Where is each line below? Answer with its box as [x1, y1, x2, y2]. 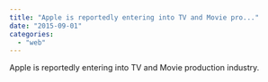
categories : [9, 29, 54, 38]
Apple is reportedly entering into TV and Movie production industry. [9, 62, 260, 73]
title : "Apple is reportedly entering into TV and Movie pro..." [9, 12, 259, 22]
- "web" [17, 37, 47, 47]
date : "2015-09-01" [9, 21, 83, 30]
